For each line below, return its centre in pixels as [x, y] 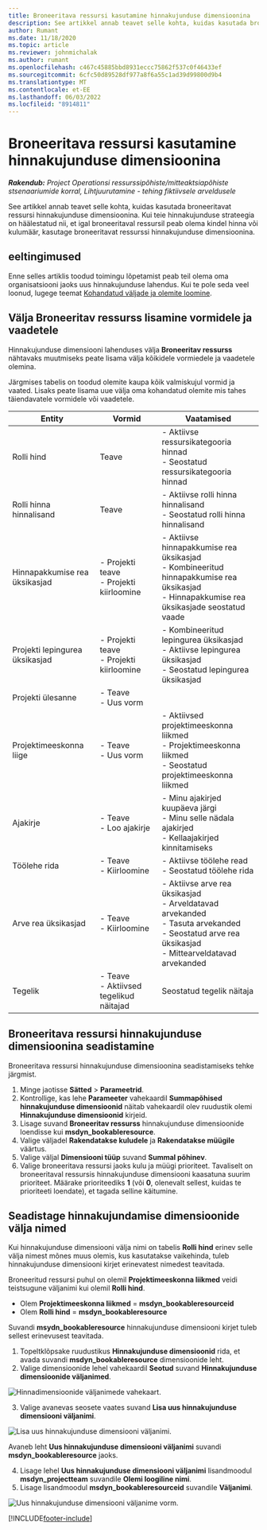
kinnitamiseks [187, 847]
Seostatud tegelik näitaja [208, 991]
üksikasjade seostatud [203, 607]
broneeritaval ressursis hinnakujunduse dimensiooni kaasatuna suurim [135, 1174]
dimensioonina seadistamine [81, 1047]
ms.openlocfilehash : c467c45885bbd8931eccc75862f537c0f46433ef [115, 68]
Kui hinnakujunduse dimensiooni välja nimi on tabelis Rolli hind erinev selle [130, 1248]
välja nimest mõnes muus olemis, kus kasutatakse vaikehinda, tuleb [119, 1256]
